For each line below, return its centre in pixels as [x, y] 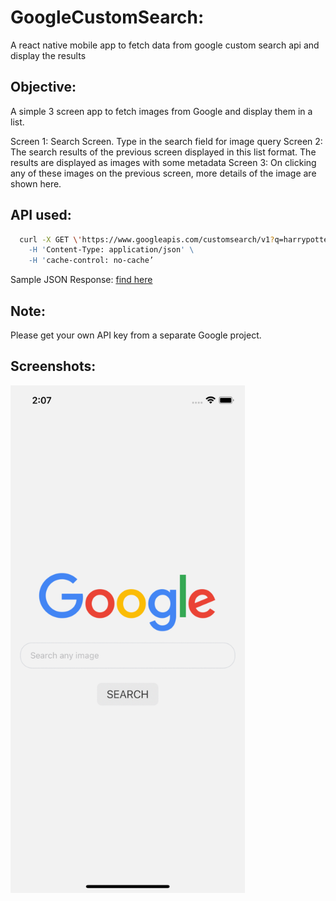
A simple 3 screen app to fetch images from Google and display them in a [161, 111]
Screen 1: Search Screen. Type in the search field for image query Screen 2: [166, 141]
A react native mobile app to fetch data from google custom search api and [165, 45]
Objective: [43, 87]
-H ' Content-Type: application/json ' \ [111, 250]
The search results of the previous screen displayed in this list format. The [163, 152]
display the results [48, 55]
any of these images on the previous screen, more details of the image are [163, 173]
